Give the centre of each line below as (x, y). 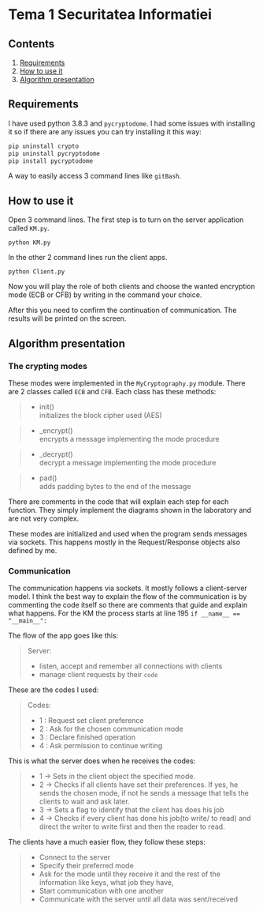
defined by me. (33, 550)
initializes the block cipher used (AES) (101, 415)
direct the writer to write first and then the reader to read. (132, 826)
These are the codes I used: (54, 690)
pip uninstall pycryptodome (54, 153)
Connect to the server (75, 857)
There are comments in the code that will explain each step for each (119, 501)
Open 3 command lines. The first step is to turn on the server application (126, 220)
